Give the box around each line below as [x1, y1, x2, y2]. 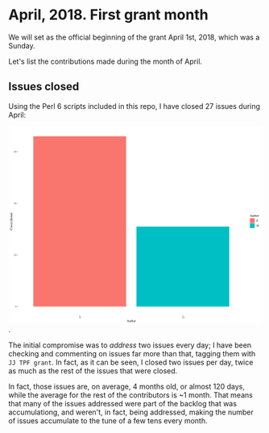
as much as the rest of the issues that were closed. [8, 366, 178, 376]
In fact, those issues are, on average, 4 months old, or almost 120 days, [8, 381, 246, 392]
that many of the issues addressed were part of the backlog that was [8, 399, 238, 409]
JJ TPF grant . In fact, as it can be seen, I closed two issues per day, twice [8, 357, 254, 368]
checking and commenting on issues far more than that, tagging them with [8, 349, 256, 359]
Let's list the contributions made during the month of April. [8, 56, 203, 66]
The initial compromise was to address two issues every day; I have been [8, 340, 252, 350]
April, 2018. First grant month [8, 6, 209, 24]
